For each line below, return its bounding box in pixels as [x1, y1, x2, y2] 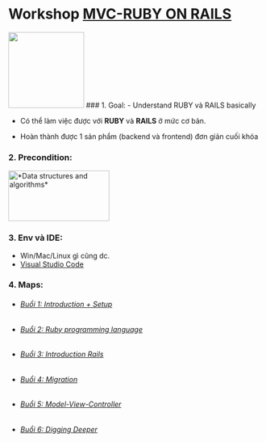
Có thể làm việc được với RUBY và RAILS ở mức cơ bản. [19, 116, 206, 125]
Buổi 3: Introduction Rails [19, 349, 104, 360]
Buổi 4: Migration [19, 374, 78, 384]
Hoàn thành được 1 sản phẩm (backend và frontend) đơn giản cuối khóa [19, 131, 259, 141]
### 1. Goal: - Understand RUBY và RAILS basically [85, 100, 256, 110]
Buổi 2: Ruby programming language [19, 324, 143, 334]
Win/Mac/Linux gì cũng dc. [19, 250, 110, 260]
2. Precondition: [8, 151, 73, 162]
